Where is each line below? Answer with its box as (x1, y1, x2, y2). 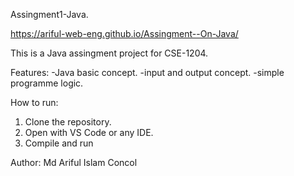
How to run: (10, 97, 59, 108)
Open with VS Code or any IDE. (24, 127, 154, 138)
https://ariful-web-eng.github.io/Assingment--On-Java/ (10, 28, 239, 39)
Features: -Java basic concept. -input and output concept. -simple (10, 67, 285, 78)
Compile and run (24, 137, 94, 149)
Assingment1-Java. (10, 9, 89, 20)
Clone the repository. (24, 116, 112, 128)
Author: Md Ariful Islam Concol (10, 157, 138, 168)
